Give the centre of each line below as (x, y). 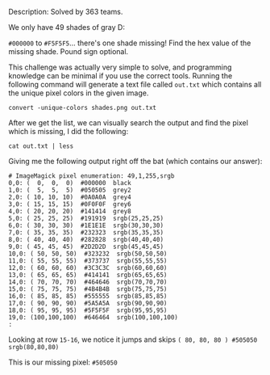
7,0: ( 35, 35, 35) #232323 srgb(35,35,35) (86, 233)
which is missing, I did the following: (69, 131)
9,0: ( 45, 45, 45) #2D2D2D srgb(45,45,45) (86, 246)
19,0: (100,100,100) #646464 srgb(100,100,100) (93, 318)
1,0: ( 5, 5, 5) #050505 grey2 (70, 190)
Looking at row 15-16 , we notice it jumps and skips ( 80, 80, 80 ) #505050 (133, 339)
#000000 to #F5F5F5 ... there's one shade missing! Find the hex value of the (130, 43)
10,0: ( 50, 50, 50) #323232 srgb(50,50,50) (88, 254)
